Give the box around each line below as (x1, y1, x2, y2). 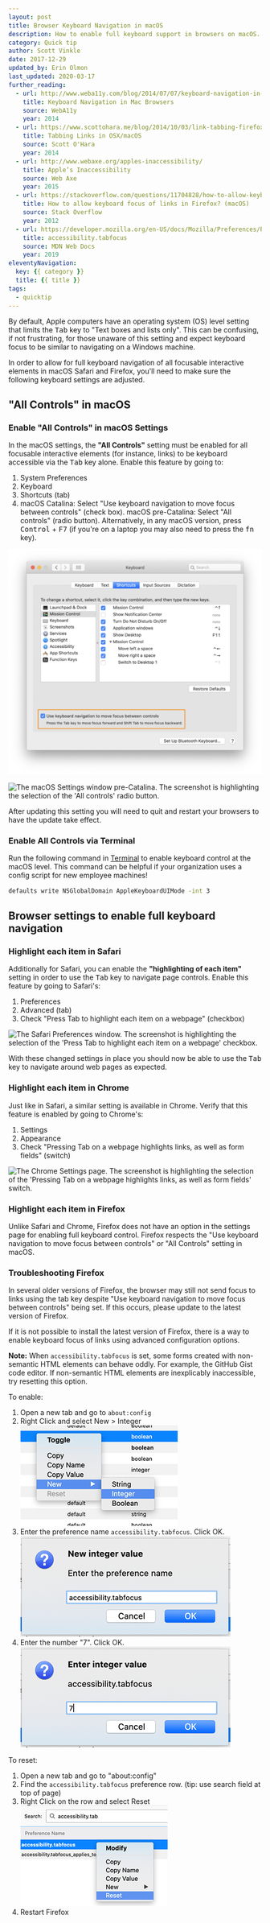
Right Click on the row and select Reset (19, 1797, 150, 1806)
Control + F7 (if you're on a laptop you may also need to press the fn (19, 524, 255, 534)
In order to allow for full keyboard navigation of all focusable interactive (8, 357, 244, 367)
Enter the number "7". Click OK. (19, 1638, 125, 1648)
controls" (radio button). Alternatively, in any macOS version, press (19, 516, 242, 526)
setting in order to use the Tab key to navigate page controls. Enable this (8, 972, 249, 982)
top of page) (19, 1788, 62, 1798)
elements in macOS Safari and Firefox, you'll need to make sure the (8, 366, 231, 376)
